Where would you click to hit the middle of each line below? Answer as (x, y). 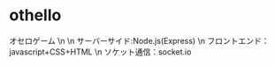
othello (35, 15)
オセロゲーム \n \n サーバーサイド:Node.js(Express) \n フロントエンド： (139, 40)
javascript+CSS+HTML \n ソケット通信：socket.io (100, 51)
